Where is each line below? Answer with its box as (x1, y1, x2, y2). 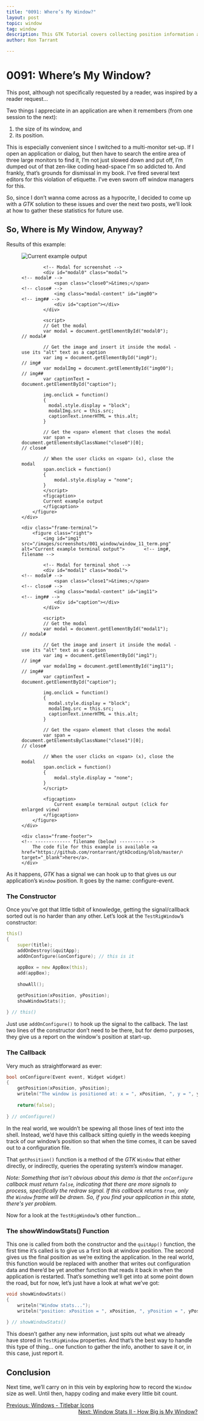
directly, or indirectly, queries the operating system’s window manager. (6, 1162, 183, 1169)
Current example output (43, 498, 103, 504)
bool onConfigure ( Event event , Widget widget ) (6, 1074, 126, 1080)
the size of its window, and (15, 125, 82, 132)
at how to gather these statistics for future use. (6, 207, 124, 214)
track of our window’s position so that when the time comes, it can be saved (6, 1137, 197, 1144)
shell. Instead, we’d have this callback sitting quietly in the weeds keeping (6, 1131, 191, 1138)
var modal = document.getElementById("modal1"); (43, 625, 169, 632)
